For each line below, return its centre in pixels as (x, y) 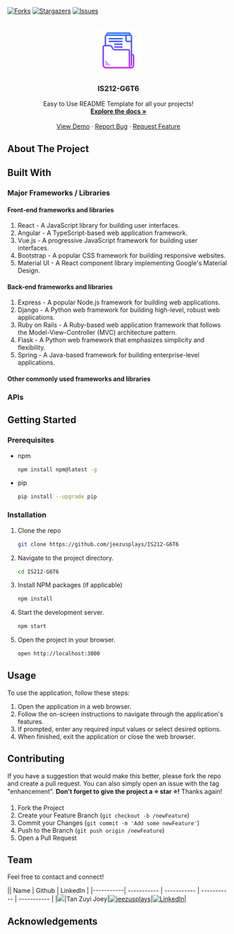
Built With (29, 173)
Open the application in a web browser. (74, 706)
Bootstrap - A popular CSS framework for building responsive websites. (122, 255)
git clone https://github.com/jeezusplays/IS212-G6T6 (98, 544)
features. (31, 721)
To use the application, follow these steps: (69, 693)
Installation (27, 515)
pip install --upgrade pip (57, 497)
